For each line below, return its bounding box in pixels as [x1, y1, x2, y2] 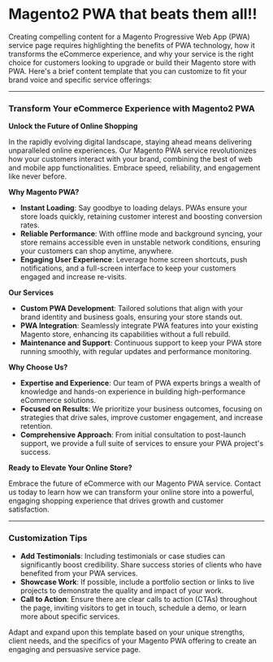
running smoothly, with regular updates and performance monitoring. [19, 347, 252, 357]
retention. [19, 422, 53, 431]
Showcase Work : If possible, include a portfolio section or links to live [19, 577, 255, 586]
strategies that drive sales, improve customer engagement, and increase [19, 413, 263, 422]
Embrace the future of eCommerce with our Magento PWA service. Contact [8, 478, 262, 488]
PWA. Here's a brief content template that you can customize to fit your [8, 66, 248, 76]
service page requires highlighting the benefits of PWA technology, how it [8, 40, 256, 50]
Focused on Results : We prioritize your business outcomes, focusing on [19, 404, 262, 414]
